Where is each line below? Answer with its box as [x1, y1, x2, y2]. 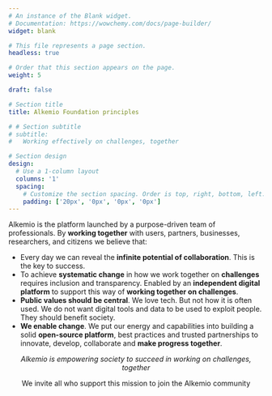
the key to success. [19, 261, 86, 271]
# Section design [8, 152, 67, 160]
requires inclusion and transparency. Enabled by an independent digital [19, 279, 261, 288]
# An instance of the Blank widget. [8, 11, 132, 20]
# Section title [8, 100, 63, 109]
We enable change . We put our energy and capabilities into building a [19, 321, 254, 331]
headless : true [8, 49, 60, 57]
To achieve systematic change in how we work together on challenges [19, 270, 260, 279]
